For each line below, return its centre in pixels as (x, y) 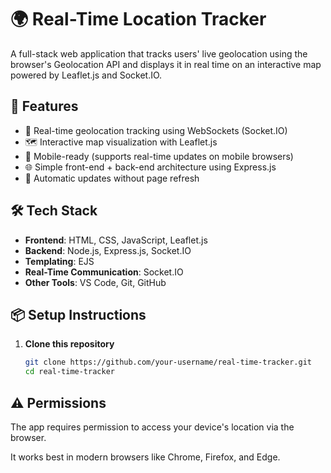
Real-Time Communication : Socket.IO (104, 272)
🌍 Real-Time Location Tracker (138, 19)
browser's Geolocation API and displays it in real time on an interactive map (166, 64)
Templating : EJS (59, 261)
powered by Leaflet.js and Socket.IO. (86, 75)
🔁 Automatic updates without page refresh (112, 178)
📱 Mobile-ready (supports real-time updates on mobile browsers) (159, 156)
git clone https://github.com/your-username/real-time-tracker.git (168, 362)
